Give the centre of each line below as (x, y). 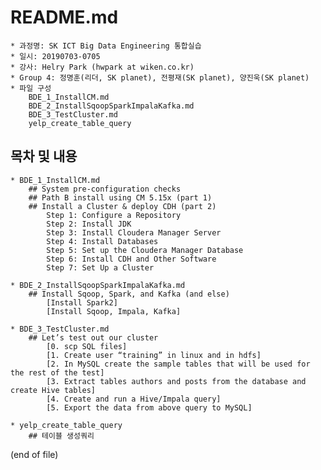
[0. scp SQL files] (87, 346)
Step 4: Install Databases (102, 241)
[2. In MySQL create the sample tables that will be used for (178, 364)
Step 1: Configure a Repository (114, 215)
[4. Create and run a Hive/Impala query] (134, 399)
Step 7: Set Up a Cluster (100, 267)
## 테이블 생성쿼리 (61, 436)
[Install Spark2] (82, 302)
